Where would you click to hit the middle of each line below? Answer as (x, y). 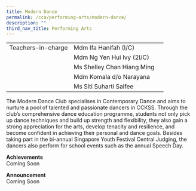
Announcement (26, 175)
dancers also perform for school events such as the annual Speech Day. (95, 146)
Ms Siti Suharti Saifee (104, 87)
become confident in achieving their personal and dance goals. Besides (94, 133)
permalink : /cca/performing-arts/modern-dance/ (67, 17)
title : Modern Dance (32, 12)
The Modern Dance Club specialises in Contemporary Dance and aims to (96, 101)
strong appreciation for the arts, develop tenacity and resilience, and (91, 127)
